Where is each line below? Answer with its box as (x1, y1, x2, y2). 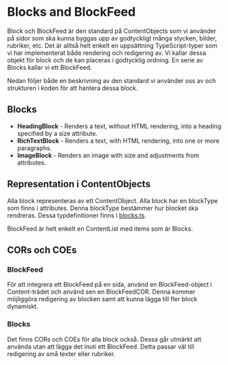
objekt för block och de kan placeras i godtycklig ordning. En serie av (7, 56, 204, 64)
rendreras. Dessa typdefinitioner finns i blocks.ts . (7, 211, 146, 220)
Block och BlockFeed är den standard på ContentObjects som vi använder (7, 27, 217, 35)
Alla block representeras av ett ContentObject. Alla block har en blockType (7, 196, 218, 204)
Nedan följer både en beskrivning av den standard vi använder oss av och (7, 76, 216, 84)
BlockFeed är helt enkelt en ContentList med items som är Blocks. (7, 224, 194, 233)
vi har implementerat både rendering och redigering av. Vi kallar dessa (7, 49, 207, 57)
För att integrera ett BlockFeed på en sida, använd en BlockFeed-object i (7, 281, 212, 289)
